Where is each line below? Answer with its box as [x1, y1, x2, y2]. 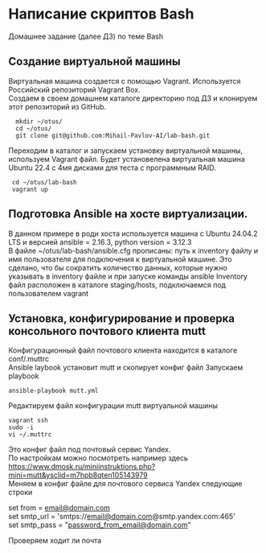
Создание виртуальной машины [8, 55, 181, 68]
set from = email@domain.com [8, 503, 111, 513]
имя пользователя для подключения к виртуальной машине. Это [8, 254, 232, 264]
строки [8, 488, 33, 497]
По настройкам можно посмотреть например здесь [8, 453, 189, 463]
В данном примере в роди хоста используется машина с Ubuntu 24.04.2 [8, 229, 258, 238]
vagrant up [11, 185, 48, 193]
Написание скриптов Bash [8, 5, 194, 23]
